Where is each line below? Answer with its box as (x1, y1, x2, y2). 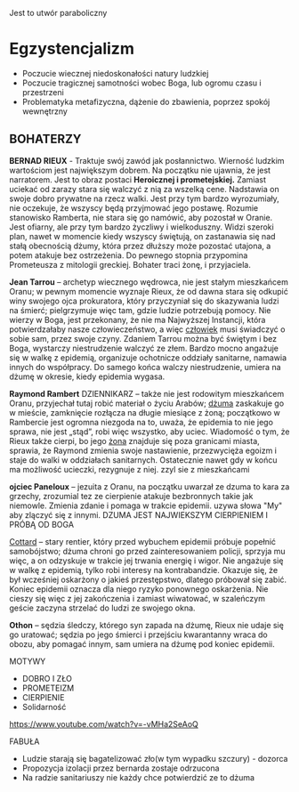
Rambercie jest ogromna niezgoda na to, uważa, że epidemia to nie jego (9, 416, 274, 427)
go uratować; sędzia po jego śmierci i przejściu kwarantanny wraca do (9, 629, 269, 640)
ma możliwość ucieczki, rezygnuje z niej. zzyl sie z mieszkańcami (9, 464, 250, 474)
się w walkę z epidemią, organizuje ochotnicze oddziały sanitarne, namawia (9, 352, 287, 363)
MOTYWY (9, 656, 46, 667)
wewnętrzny (21, 106, 69, 117)
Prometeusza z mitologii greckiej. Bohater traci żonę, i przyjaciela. (9, 259, 251, 270)
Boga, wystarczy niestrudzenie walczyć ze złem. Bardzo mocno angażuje (9, 343, 279, 353)
